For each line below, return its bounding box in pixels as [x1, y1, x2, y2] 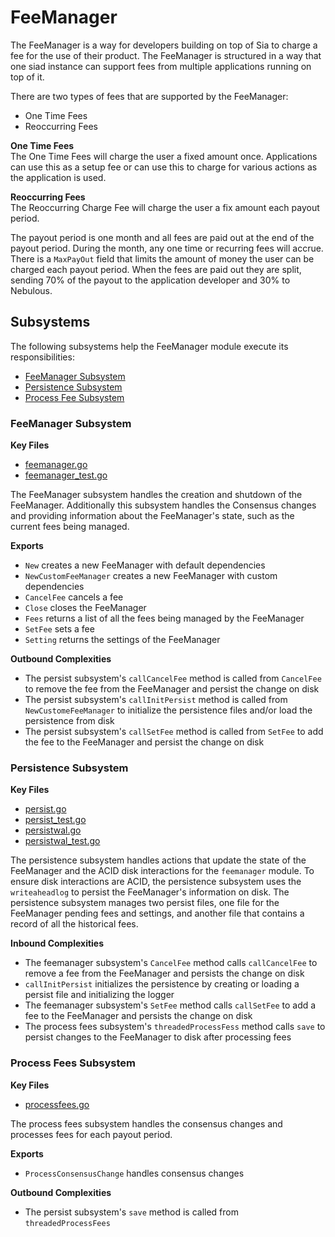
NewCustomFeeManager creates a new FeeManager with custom [24, 570, 278, 582]
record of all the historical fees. [10, 918, 139, 930]
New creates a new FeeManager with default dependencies [24, 559, 266, 571]
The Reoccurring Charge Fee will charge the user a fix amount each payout [10, 201, 320, 213]
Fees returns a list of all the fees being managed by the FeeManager [24, 612, 305, 625]
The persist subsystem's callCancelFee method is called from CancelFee [24, 672, 322, 685]
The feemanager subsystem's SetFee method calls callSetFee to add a [24, 999, 317, 1011]
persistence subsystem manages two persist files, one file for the [10, 897, 280, 909]
